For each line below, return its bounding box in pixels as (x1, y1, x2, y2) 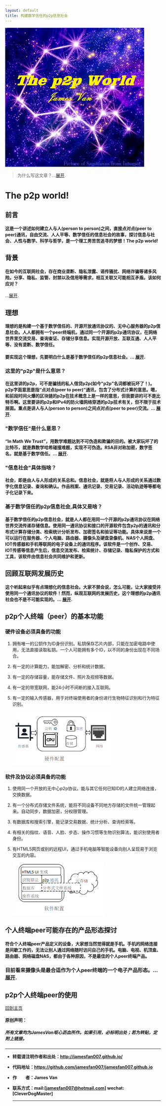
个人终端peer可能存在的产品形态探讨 (5, 926, 117, 935)
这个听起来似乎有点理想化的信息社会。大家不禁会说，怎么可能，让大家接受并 (5, 584, 161, 590)
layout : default (5, 8, 39, 13)
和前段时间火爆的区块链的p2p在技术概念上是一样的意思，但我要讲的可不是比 (5, 393, 161, 399)
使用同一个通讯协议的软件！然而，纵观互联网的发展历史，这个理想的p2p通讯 (5, 590, 161, 596)
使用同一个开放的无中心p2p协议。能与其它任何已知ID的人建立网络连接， (12, 785, 159, 791)
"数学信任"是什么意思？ (5, 425, 62, 432)
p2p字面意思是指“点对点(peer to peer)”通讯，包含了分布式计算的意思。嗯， (5, 387, 160, 393)
